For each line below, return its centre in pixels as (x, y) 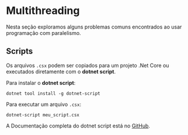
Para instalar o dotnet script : (41, 83)
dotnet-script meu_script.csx (43, 115)
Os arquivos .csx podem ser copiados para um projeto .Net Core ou (88, 65)
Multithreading (43, 11)
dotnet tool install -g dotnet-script (53, 93)
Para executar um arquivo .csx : (44, 104)
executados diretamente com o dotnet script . (61, 72)
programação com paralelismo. (43, 33)
